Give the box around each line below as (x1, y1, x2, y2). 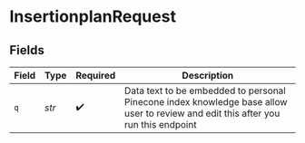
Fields (9, 43, 45, 58)
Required (75, 70, 116, 81)
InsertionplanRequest (9, 6, 177, 27)
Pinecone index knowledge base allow (123, 96, 288, 108)
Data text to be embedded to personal (123, 84, 286, 97)
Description (182, 70, 234, 81)
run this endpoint (123, 119, 197, 130)
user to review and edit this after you (123, 107, 280, 119)
